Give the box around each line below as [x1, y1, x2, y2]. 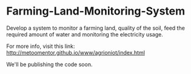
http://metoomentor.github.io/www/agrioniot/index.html [6, 49, 146, 56]
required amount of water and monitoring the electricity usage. [6, 30, 164, 38]
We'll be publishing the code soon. [6, 61, 93, 68]
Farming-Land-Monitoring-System [6, 4, 186, 18]
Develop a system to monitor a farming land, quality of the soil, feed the [6, 24, 185, 32]
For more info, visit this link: [6, 42, 75, 50]
